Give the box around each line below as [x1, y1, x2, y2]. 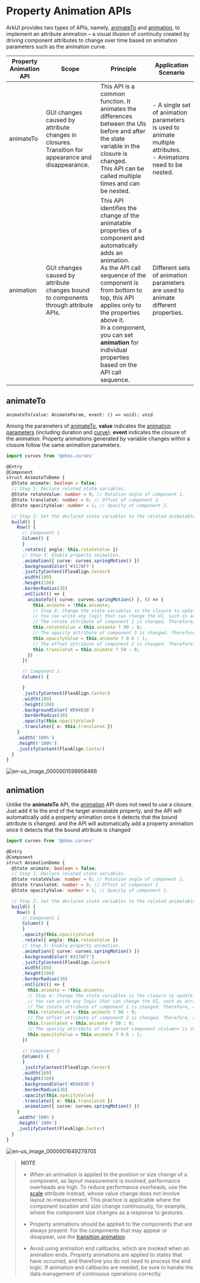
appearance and [45, 153, 92, 161]
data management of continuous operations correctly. [29, 1270, 162, 1277]
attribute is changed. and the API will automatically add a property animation [6, 820, 193, 827]
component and [100, 234, 145, 242]
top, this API [100, 293, 135, 302]
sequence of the [100, 271, 146, 279]
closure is [100, 149, 128, 158]
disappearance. [45, 160, 90, 168]
